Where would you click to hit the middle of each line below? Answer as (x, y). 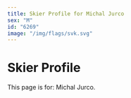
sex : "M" (20, 20)
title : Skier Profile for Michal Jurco (66, 14)
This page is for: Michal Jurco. (51, 87)
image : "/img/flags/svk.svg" (50, 33)
